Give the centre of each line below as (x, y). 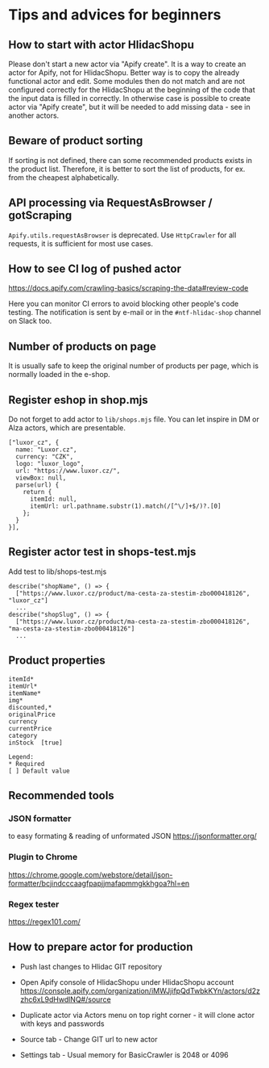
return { (37, 492)
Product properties (57, 661)
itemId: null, (54, 499)
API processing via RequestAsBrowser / (110, 203)
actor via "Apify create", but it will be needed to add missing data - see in (130, 107)
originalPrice (32, 714)
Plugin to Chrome (43, 857)
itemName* (25, 693)
